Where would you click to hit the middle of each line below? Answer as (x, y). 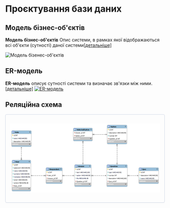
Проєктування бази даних (63, 9)
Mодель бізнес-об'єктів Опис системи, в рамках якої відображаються (82, 40)
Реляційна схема (34, 105)
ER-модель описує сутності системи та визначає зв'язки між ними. (79, 83)
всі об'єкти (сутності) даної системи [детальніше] (59, 45)
